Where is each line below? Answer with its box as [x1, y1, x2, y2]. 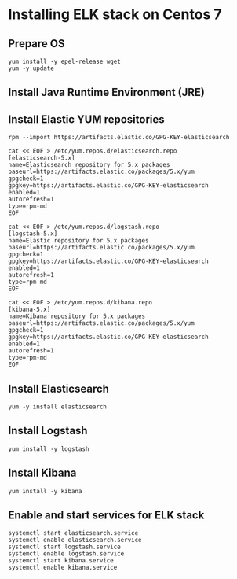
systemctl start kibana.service [8, 557, 114, 565]
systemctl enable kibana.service [8, 564, 118, 572]
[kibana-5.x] [8, 305, 51, 314]
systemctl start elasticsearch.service [8, 529, 139, 537]
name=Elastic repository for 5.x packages [8, 237, 149, 245]
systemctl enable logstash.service [8, 550, 125, 558]
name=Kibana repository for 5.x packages [8, 312, 146, 320]
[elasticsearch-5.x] [8, 154, 76, 162]
